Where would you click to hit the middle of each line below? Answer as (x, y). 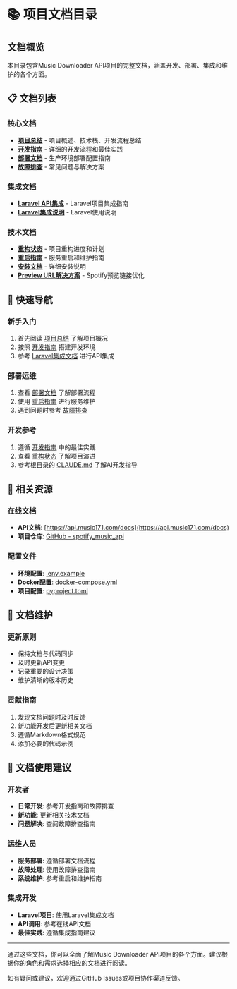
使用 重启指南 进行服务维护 (56, 401)
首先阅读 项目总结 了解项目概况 (62, 338)
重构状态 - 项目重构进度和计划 (61, 249)
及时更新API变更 (41, 662)
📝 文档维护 (30, 615)
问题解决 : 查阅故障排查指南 (56, 824)
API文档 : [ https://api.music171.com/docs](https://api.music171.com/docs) (123, 528)
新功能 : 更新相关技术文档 (53, 815)
